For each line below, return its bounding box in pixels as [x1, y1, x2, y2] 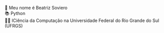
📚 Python [5, 10, 26, 16]
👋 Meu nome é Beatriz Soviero [5, 5, 68, 10]
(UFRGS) [5, 23, 23, 28]
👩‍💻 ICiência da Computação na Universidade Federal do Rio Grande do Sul [5, 17, 159, 23]
